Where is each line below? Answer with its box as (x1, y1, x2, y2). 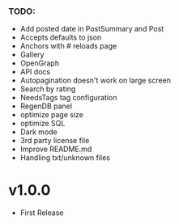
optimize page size (19, 110, 83, 120)
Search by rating (19, 84, 76, 94)
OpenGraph (19, 58, 59, 68)
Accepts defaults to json (19, 32, 102, 42)
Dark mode (19, 127, 58, 137)
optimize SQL (19, 119, 66, 129)
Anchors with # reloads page (19, 41, 117, 51)
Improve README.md (19, 144, 92, 154)
